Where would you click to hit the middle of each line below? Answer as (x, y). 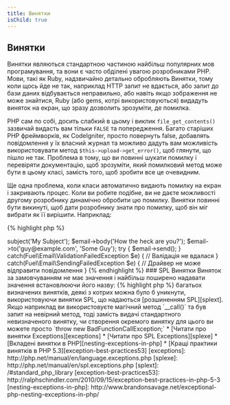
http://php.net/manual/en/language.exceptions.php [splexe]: (93, 358)
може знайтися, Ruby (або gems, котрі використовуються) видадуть (107, 101)
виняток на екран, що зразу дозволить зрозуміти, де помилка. (99, 108)
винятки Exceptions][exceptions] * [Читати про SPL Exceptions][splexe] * (112, 336)
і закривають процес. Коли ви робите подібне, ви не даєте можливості (112, 193)
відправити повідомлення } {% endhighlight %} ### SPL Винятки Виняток (114, 270)
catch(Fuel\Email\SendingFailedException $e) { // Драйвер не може (104, 263)
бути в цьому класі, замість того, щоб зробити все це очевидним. (104, 172)
